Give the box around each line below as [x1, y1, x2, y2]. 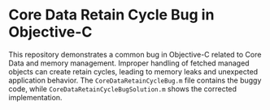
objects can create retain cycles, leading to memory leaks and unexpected [8, 66, 259, 76]
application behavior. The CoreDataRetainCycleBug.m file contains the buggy [8, 75, 262, 85]
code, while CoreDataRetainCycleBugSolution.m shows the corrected [8, 83, 237, 94]
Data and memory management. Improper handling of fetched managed [8, 58, 250, 68]
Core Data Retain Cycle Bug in [8, 6, 215, 24]
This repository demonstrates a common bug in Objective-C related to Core [8, 49, 262, 59]
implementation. [8, 92, 63, 102]
